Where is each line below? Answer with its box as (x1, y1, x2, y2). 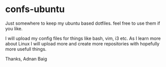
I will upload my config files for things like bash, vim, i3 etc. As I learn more (5, 35, 161, 41)
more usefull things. (5, 46, 47, 52)
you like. (5, 25, 23, 31)
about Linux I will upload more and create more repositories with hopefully (5, 40, 160, 46)
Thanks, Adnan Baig (5, 55, 47, 61)
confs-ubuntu (5, 4, 65, 15)
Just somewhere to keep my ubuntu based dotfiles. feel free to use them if (5, 20, 160, 26)
